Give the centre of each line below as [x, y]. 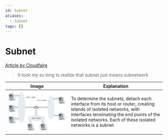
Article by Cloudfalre [26, 65]
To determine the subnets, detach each [111, 99]
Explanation [116, 86]
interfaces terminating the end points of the [115, 115]
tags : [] [14, 26]
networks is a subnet [92, 125]
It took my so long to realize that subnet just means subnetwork [83, 75]
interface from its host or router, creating [113, 104]
